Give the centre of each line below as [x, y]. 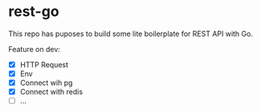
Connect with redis [51, 92]
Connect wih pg [46, 83]
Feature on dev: [34, 49]
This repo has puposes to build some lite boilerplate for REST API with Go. [130, 34]
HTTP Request [44, 64]
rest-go [34, 12]
